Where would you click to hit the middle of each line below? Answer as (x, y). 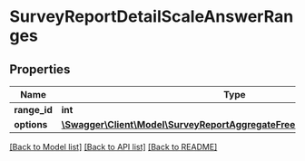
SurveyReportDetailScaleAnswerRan (152, 17)
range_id (33, 110)
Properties (40, 69)
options (31, 124)
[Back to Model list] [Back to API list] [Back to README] (113, 147)
